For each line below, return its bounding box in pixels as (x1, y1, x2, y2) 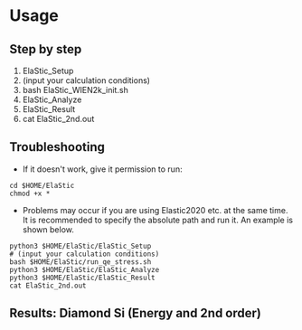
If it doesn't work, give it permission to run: (22, 164, 183, 174)
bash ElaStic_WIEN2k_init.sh (22, 85, 128, 95)
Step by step (9, 42, 82, 57)
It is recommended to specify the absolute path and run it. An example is (22, 214, 294, 225)
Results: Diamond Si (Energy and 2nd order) (9, 306, 262, 321)
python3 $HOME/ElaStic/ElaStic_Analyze (9, 265, 160, 274)
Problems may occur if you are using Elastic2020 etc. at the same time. (22, 204, 288, 215)
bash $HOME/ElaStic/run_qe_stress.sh (9, 257, 152, 267)
